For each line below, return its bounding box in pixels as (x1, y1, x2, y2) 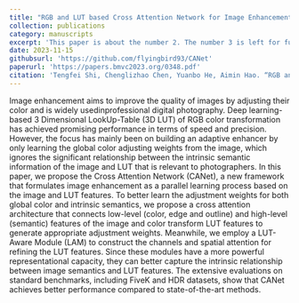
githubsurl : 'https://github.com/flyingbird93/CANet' (9, 54, 214, 63)
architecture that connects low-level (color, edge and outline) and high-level (9, 208, 288, 219)
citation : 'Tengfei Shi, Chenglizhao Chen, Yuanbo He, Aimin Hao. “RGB (9, 71, 280, 80)
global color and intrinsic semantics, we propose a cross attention (9, 199, 251, 210)
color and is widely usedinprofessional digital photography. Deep (9, 104, 247, 116)
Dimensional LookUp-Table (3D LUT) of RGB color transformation (41, 114, 281, 124)
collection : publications (9, 21, 105, 30)
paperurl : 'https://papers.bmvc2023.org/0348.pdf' (9, 63, 201, 72)
